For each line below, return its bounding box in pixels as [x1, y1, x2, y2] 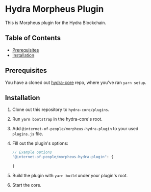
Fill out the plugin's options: [12, 140, 69, 146]
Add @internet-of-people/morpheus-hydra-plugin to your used [12, 126, 139, 132]
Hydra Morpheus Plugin [5, 3, 104, 15]
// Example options [12, 150, 52, 155]
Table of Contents [5, 34, 61, 42]
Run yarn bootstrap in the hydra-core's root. [12, 116, 103, 122]
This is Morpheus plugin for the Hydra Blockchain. [5, 20, 106, 26]
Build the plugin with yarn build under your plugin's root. [12, 172, 128, 178]
